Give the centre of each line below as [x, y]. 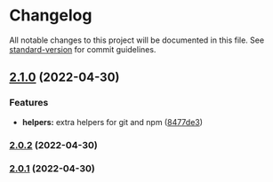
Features [29, 103]
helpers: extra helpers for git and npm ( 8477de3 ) [112, 122]
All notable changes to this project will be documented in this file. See [137, 40]
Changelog [51, 16]
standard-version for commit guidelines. [83, 49]
